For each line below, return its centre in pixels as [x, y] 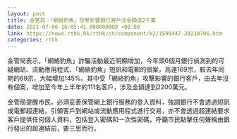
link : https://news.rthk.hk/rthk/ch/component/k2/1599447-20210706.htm [115, 33]
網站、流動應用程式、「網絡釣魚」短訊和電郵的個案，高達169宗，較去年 [116, 69]
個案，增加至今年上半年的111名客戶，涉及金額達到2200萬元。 [102, 87]
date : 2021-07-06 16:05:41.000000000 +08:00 [74, 27]
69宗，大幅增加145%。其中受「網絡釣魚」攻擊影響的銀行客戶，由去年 [121, 79]
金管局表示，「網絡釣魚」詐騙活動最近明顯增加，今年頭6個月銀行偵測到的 [113, 61]
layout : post [26, 14]
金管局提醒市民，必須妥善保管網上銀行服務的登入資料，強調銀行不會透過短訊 [119, 102]
